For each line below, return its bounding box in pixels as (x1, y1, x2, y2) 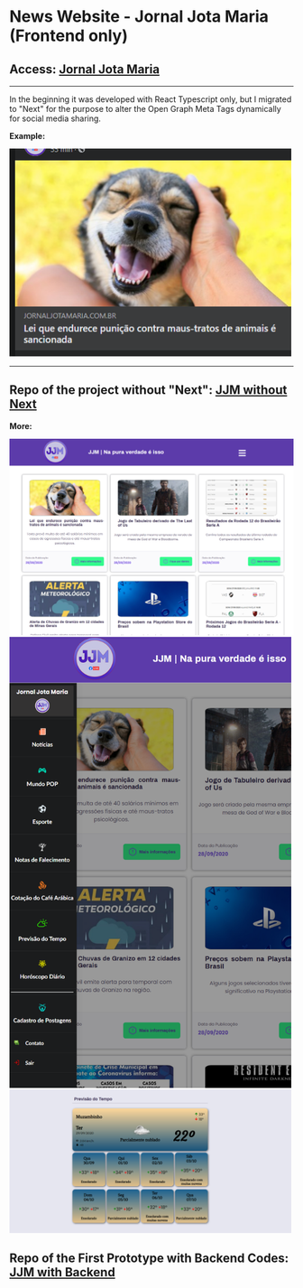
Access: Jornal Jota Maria (9, 61, 161, 77)
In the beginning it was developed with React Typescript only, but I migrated (9, 94, 292, 105)
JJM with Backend (9, 1265, 115, 1280)
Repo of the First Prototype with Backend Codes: (9, 1251, 289, 1266)
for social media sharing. (9, 113, 102, 124)
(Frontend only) (9, 25, 129, 46)
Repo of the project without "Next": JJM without (9, 382, 288, 398)
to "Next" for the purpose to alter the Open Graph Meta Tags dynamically (9, 104, 281, 114)
